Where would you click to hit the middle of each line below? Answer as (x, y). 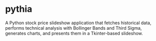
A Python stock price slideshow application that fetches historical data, (78, 23)
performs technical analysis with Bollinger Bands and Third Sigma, (73, 28)
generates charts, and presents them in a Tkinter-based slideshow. (74, 33)
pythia (19, 9)
